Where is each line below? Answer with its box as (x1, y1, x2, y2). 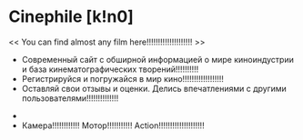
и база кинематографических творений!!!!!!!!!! (21, 64, 199, 75)
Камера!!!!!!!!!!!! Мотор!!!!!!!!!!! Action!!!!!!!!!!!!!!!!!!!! (21, 120, 206, 131)
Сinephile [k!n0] (8, 6, 134, 27)
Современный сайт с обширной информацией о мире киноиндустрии (21, 54, 295, 65)
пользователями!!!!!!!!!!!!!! (21, 93, 119, 104)
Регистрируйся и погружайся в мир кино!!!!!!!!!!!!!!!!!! (21, 73, 225, 84)
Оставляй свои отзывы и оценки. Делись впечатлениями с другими (21, 83, 288, 94)
